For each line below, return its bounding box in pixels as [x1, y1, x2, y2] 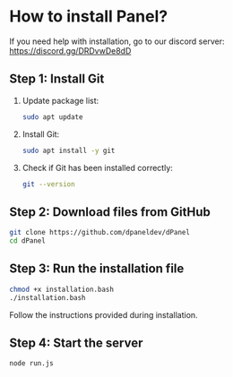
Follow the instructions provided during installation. [9, 309, 199, 320]
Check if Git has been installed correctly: [22, 162, 173, 173]
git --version [22, 179, 75, 189]
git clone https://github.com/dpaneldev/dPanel [9, 228, 191, 237]
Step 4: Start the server [9, 335, 143, 350]
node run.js [9, 359, 54, 368]
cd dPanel [9, 236, 47, 245]
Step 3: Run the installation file [9, 261, 185, 277]
